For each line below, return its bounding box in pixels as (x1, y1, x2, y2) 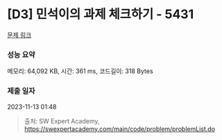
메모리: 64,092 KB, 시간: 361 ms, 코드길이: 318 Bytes (7, 67, 154, 75)
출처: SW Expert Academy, (24, 116, 100, 125)
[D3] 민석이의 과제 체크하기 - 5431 (7, 6, 194, 22)
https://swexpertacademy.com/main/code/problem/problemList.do (24, 125, 216, 133)
